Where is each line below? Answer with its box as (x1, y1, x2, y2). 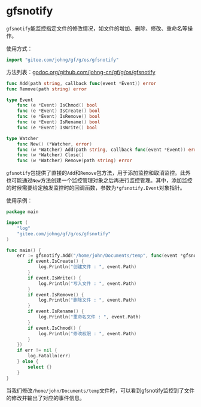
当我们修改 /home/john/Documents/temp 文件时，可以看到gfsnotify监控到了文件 (6, 387, 195, 394)
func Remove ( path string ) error (6, 86, 87, 92)
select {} (28, 364, 52, 370)
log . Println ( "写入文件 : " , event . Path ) (38, 280, 137, 287)
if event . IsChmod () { (28, 325, 82, 331)
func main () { (6, 247, 42, 253)
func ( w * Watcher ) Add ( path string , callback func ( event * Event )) (17, 147, 186, 153)
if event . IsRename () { (28, 308, 84, 315)
